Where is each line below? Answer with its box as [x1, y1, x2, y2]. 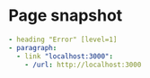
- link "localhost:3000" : [16, 51, 114, 61]
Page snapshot [8, 5, 123, 26]
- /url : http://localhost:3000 [24, 60, 142, 69]
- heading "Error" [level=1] [8, 35, 118, 44]
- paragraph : [8, 43, 57, 52]
